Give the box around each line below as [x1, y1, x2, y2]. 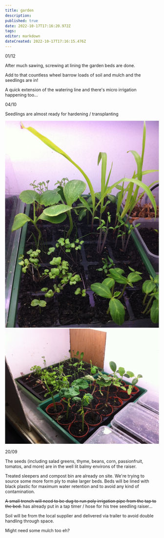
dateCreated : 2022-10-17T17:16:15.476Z [5, 39, 86, 44]
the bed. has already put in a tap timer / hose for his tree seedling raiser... [5, 503, 153, 510]
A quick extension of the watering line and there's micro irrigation [5, 86, 137, 93]
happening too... [5, 92, 38, 98]
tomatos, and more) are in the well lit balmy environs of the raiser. [5, 463, 137, 469]
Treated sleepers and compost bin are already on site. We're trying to [5, 473, 145, 479]
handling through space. [5, 518, 55, 524]
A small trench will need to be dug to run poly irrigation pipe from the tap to [5, 498, 157, 504]
